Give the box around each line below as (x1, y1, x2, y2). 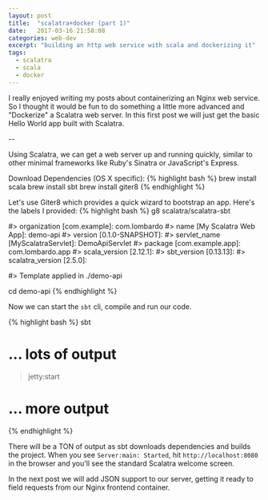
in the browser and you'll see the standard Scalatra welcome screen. (8, 458, 234, 468)
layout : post (8, 11, 52, 20)
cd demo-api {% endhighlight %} (8, 286, 118, 296)
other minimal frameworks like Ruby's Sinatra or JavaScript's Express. (8, 157, 240, 168)
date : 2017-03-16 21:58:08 (8, 26, 106, 34)
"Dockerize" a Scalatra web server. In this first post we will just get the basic (8, 109, 260, 120)
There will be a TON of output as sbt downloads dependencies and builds (8, 441, 251, 451)
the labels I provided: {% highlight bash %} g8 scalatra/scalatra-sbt (8, 205, 230, 216)
